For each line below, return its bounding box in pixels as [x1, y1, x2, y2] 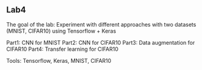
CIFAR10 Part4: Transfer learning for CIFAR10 [6, 45, 119, 52]
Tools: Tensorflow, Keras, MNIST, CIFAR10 [6, 57, 112, 64]
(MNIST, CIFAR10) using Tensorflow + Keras [6, 27, 116, 34]
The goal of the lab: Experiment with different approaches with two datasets [6, 21, 197, 28]
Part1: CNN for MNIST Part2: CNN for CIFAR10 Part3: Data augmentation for [6, 39, 195, 46]
